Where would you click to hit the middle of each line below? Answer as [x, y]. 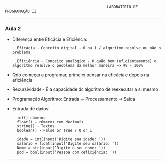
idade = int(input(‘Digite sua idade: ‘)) [61, 139]
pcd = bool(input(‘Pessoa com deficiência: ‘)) [67, 152]
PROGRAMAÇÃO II [21, 11]
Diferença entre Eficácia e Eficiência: [50, 39]
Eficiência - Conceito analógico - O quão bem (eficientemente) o [87, 61]
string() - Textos [36, 126]
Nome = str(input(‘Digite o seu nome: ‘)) [61, 148]
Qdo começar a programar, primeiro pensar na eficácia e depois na [81, 75]
